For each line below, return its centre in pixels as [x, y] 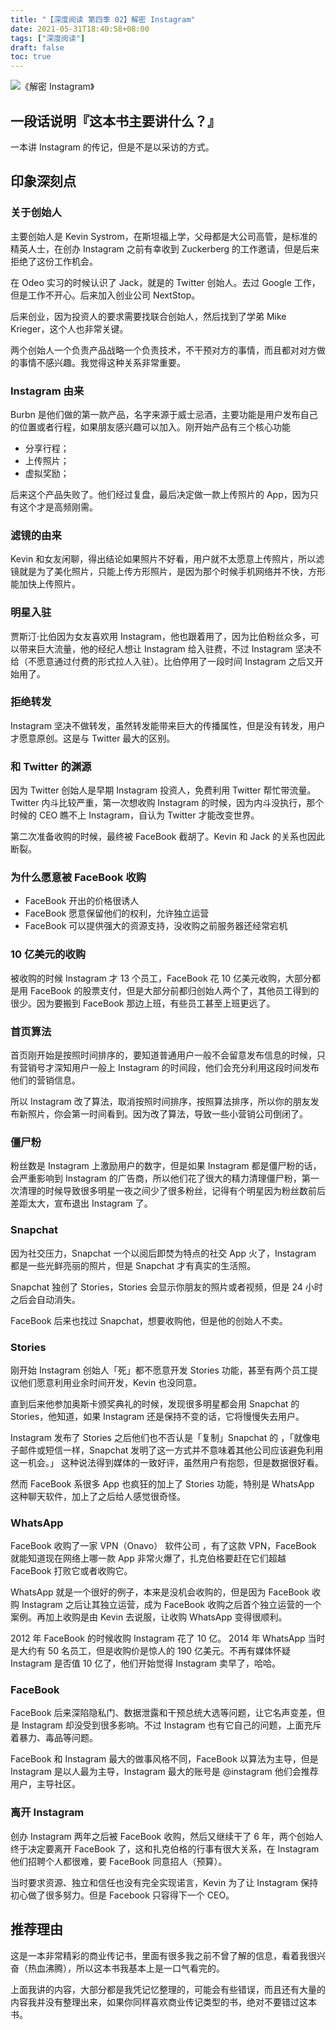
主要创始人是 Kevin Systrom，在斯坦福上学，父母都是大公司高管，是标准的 [164, 236]
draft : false [37, 47]
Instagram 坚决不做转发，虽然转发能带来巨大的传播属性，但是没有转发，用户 [168, 725]
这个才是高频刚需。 [58, 507]
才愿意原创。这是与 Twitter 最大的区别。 [93, 738]
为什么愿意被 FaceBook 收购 [78, 878]
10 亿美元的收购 [48, 954]
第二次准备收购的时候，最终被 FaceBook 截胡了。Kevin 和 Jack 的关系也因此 [168, 837]
